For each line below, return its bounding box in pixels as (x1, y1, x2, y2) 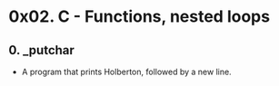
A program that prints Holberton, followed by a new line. (21, 66, 233, 77)
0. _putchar (8, 43, 75, 58)
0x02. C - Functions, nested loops (8, 6, 270, 27)
